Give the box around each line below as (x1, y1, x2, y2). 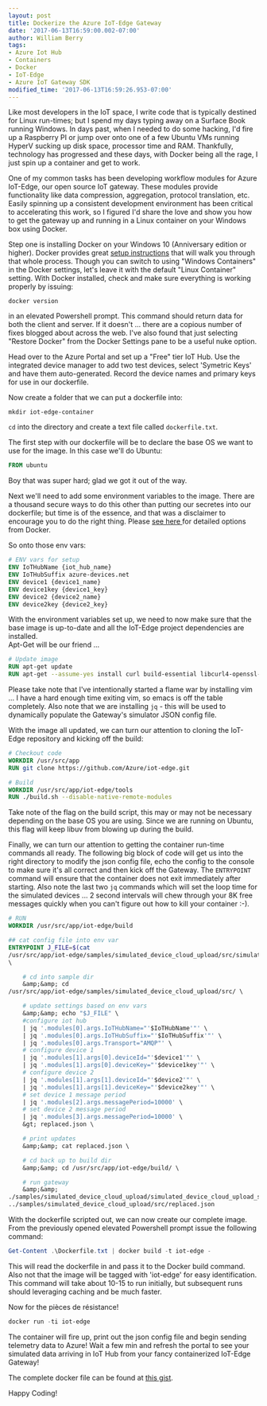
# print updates (22, 1135, 77, 1143)
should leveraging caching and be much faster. (8, 1287, 162, 1296)
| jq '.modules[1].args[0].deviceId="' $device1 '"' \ (22, 1054, 201, 1062)
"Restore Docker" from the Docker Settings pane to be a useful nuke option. (8, 337, 257, 346)
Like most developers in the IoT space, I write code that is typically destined (8, 107, 257, 117)
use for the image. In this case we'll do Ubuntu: (8, 446, 163, 456)
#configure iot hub (22, 1016, 87, 1025)
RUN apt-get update (8, 663, 73, 671)
